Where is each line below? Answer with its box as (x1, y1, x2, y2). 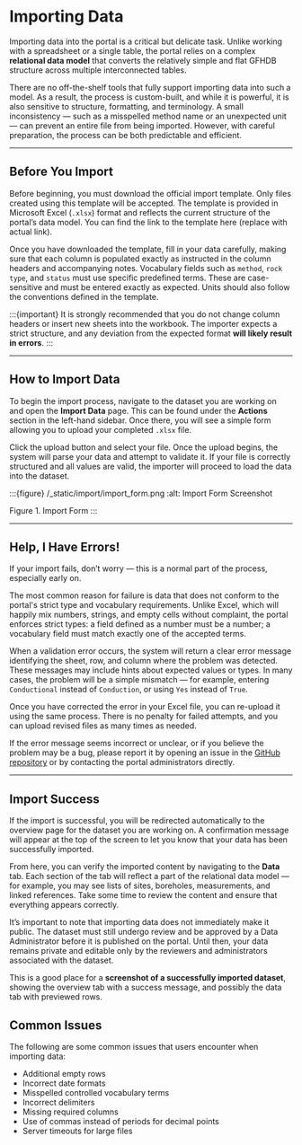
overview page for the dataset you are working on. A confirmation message (9, 824, 289, 836)
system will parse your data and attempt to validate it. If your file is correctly (9, 451, 291, 462)
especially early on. (9, 573, 82, 584)
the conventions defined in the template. (9, 291, 159, 302)
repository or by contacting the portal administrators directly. (9, 757, 235, 768)
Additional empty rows (22, 1069, 106, 1079)
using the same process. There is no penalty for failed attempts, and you (9, 711, 279, 722)
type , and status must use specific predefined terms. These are (9, 272, 246, 283)
